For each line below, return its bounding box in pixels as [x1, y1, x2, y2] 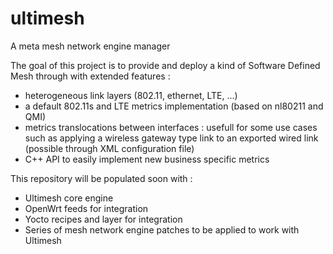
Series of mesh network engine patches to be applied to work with [24, 223, 300, 236]
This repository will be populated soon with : [10, 172, 193, 184]
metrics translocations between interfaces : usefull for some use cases [24, 121, 318, 133]
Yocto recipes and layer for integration [24, 213, 183, 225]
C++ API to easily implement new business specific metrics [24, 153, 270, 165]
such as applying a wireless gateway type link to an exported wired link [24, 132, 319, 144]
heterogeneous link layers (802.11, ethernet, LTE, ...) [24, 89, 238, 101]
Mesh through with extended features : [10, 70, 171, 82]
